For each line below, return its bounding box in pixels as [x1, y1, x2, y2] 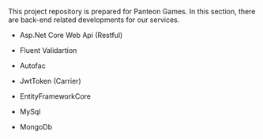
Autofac [19, 61, 46, 70]
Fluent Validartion [19, 46, 77, 54]
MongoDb [19, 122, 53, 131]
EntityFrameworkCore [19, 92, 91, 101]
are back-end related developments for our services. [8, 15, 180, 24]
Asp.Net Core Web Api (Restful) [19, 31, 123, 39]
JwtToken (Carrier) [19, 77, 81, 85]
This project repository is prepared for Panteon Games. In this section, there [8, 7, 256, 16]
